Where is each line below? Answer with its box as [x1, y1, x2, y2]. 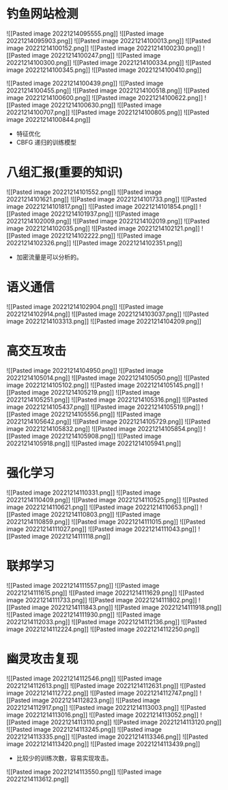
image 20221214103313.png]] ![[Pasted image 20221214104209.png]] [6, 317, 202, 325]
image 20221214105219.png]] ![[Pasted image [31, 388, 160, 396]
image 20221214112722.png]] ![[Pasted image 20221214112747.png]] [6, 689, 199, 697]
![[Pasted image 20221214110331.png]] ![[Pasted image [6, 488, 161, 497]
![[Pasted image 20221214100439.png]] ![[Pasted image [6, 79, 164, 87]
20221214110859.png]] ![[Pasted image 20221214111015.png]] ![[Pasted [6, 517, 205, 526]
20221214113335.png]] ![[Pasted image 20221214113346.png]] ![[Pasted [6, 732, 209, 741]
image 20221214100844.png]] [6, 115, 91, 123]
